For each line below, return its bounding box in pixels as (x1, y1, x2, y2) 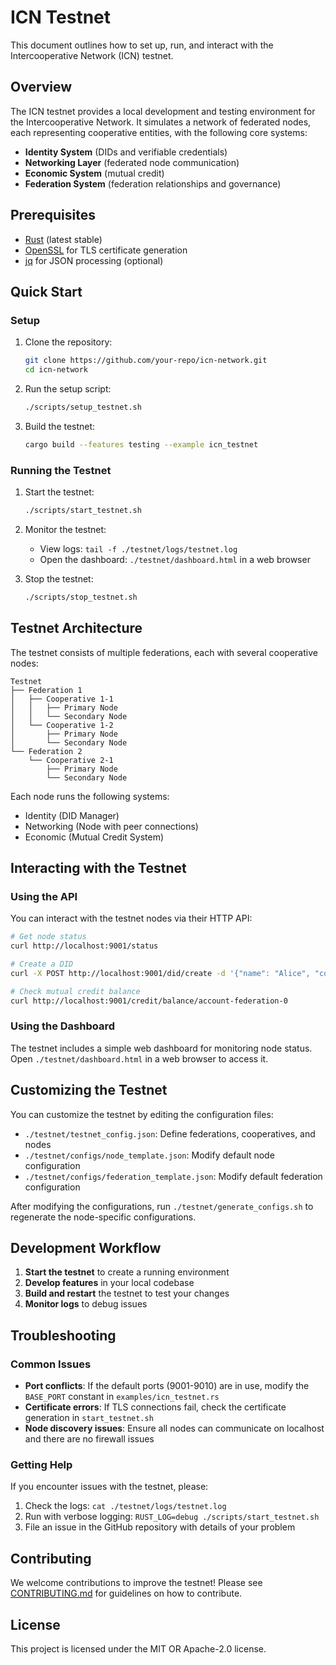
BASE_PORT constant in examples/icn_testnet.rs (24, 1391, 220, 1403)
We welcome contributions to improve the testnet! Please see (10, 1577, 263, 1589)
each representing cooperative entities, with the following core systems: (10, 126, 308, 138)
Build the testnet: (24, 420, 96, 432)
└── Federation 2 (10, 746, 83, 756)
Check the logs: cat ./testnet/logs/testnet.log (24, 1500, 227, 1512)
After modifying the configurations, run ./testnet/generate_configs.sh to (10, 1200, 314, 1212)
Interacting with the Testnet (10, 860, 187, 876)
